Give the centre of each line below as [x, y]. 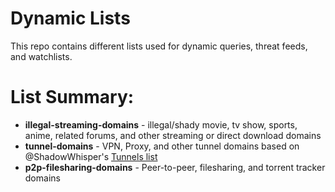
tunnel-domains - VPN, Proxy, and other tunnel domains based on [162, 146]
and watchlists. [41, 56]
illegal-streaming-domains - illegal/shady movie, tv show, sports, [161, 124]
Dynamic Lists [70, 18]
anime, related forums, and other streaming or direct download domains [173, 135]
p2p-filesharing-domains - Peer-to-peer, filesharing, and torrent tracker [175, 167]
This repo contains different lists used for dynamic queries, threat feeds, [159, 46]
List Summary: [72, 97]
